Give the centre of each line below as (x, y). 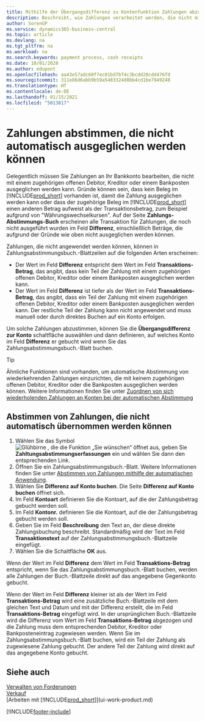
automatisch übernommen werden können (89, 426)
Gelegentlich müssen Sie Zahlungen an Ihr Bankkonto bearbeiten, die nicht (100, 176)
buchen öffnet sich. (40, 493)
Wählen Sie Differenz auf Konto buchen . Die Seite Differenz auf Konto (104, 486)
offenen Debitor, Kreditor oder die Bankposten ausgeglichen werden (92, 384)
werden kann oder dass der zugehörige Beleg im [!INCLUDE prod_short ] (96, 202)
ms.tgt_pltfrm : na (30, 46)
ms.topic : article (30, 35)
